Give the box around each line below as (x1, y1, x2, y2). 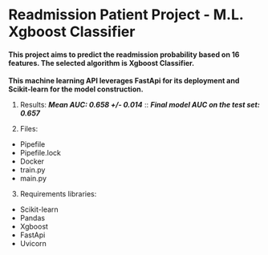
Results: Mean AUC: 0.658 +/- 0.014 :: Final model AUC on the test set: (19, 100, 261, 110)
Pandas (19, 213, 46, 223)
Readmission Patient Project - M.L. (8, 6, 244, 24)
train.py (19, 165, 46, 175)
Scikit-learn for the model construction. (8, 84, 144, 94)
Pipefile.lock (19, 148, 62, 158)
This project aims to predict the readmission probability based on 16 (8, 50, 240, 59)
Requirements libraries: (19, 189, 97, 199)
